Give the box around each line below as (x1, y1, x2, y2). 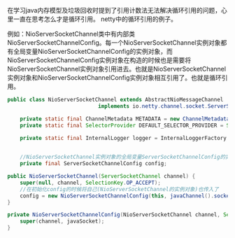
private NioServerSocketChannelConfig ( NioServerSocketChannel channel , (7, 211, 220, 218)
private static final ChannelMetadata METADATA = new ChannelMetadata (20, 115, 230, 122)
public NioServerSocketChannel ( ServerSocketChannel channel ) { (7, 173, 196, 180)
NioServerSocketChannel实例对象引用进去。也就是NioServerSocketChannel (7, 65, 226, 73)
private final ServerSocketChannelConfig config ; (20, 160, 168, 167)
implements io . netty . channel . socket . (97, 102, 208, 110)
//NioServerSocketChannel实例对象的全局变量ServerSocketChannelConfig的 (20, 153, 226, 161)
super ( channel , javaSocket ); (20, 218, 105, 225)
